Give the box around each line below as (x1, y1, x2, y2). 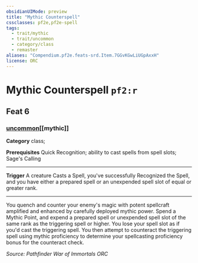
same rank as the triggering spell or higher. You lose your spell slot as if (6, 220, 180, 227)
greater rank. (6, 185, 38, 192)
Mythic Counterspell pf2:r (6, 83, 138, 96)
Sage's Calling (6, 155, 41, 162)
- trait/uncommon (11, 36, 54, 42)
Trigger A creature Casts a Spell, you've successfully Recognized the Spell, (6, 172, 190, 179)
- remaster (11, 47, 38, 53)
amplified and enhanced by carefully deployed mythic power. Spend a (6, 208, 176, 215)
